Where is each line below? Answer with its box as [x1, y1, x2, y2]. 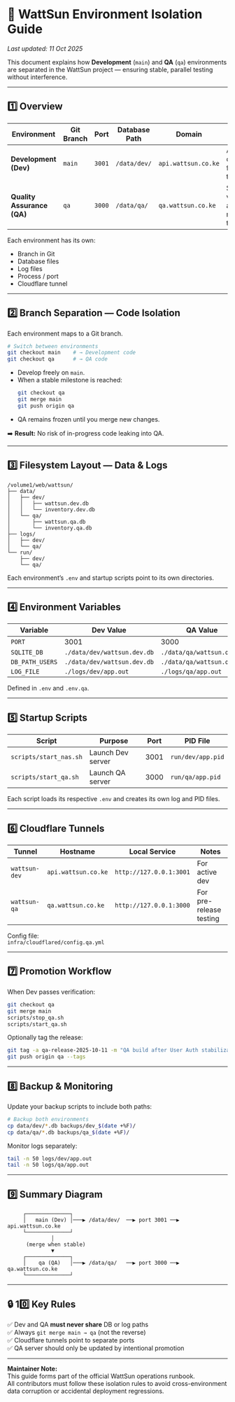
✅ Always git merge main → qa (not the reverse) [7, 1328, 146, 1336]
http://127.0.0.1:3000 [115, 901, 190, 910]
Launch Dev [89, 748, 129, 758]
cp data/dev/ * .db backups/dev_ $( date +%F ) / [7, 1122, 136, 1130]
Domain [176, 129, 203, 139]
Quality [10, 192, 36, 202]
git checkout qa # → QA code [7, 356, 108, 363]
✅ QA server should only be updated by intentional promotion [7, 1344, 185, 1352]
